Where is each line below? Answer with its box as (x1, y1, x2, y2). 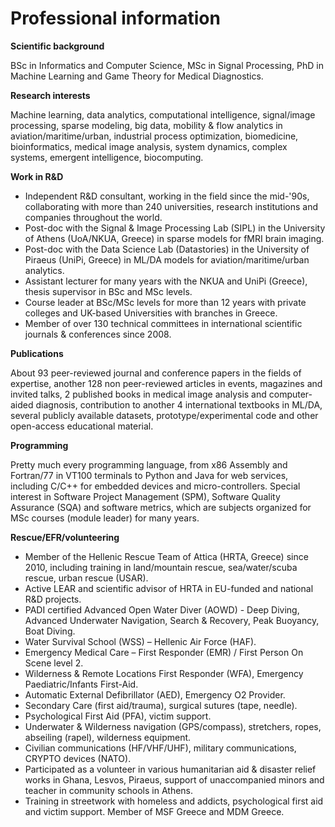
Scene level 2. (24, 657, 84, 669)
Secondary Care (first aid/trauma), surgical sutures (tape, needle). (24, 699, 298, 711)
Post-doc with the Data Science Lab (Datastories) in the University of (24, 243, 310, 255)
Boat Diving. (24, 625, 76, 637)
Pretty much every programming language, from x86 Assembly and (10, 458, 288, 471)
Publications (10, 347, 64, 359)
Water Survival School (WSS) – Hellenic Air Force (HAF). (24, 635, 257, 647)
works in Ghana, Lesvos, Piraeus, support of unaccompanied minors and (24, 773, 325, 786)
